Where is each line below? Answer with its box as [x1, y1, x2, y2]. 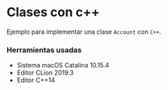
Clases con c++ [6, 4, 100, 20]
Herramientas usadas [6, 45, 82, 55]
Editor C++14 [16, 76, 56, 84]
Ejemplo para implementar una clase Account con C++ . [6, 27, 162, 36]
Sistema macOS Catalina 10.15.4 [16, 61, 110, 70]
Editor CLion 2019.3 [16, 68, 75, 77]
